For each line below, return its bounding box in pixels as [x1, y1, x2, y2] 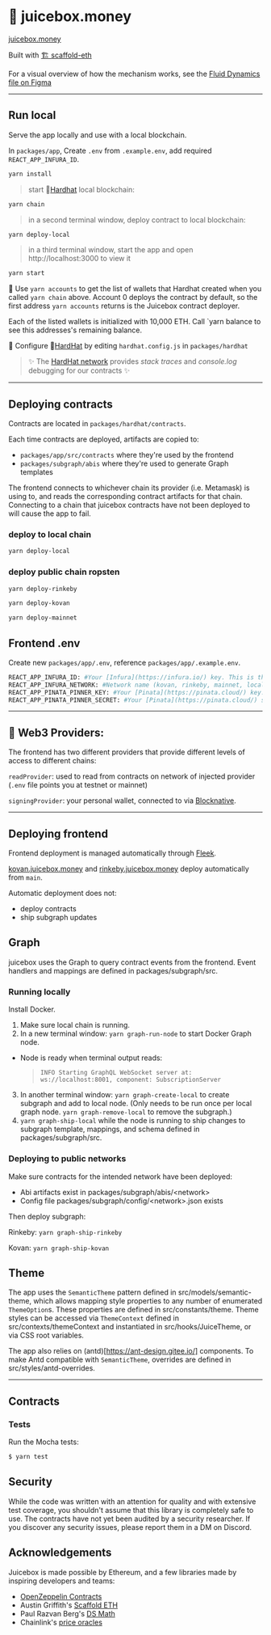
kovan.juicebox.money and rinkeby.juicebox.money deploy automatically [8, 864, 250, 874]
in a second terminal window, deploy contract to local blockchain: [27, 214, 246, 225]
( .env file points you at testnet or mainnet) [8, 780, 148, 790]
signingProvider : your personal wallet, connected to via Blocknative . [8, 796, 236, 805]
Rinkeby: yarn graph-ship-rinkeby [8, 1227, 123, 1236]
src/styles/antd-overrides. [8, 1363, 95, 1373]
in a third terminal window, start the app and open [27, 245, 194, 255]
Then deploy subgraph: [8, 1211, 86, 1221]
